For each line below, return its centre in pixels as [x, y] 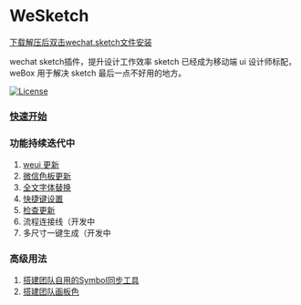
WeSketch [49, 16]
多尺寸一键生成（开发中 [67, 233]
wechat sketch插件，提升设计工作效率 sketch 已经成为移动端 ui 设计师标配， [153, 61]
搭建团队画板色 [51, 291]
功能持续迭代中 [42, 143]
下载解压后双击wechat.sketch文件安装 [81, 42]
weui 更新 [41, 165]
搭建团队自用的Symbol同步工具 [81, 280]
